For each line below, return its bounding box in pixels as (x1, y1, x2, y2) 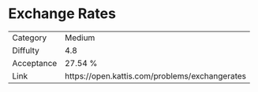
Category (12, 32, 47, 43)
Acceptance (12, 57, 58, 68)
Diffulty (12, 45, 39, 56)
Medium (64, 32, 95, 43)
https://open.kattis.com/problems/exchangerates (64, 70, 247, 81)
